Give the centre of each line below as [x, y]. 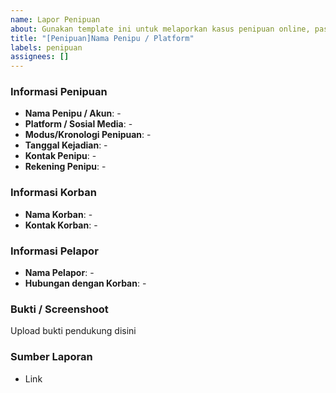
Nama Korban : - [58, 214]
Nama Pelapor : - [59, 273]
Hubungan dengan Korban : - [85, 283]
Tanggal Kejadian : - [66, 145]
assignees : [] [40, 57]
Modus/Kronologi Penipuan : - [88, 135]
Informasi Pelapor [54, 251]
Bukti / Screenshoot [59, 309]
